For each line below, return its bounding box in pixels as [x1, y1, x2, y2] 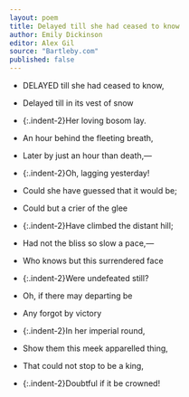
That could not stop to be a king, [22, 361, 145, 371]
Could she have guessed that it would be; [22, 185, 178, 195]
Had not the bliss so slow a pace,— [22, 238, 155, 249]
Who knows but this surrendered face [22, 255, 165, 266]
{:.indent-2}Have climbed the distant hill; [22, 221, 174, 231]
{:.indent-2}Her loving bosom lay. [22, 115, 146, 126]
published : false [9, 55, 75, 64]
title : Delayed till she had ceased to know [9, 22, 180, 31]
